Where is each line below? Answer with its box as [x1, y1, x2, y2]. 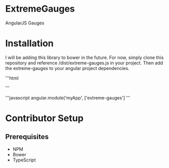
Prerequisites [5, 132, 49, 141]
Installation [5, 38, 54, 49]
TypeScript [12, 157, 36, 163]
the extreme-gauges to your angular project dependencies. [5, 65, 130, 71]
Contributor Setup [5, 113, 84, 124]
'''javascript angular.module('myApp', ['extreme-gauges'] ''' [5, 94, 131, 100]
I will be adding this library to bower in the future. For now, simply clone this [5, 54, 164, 60]
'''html [5, 75, 19, 81]
